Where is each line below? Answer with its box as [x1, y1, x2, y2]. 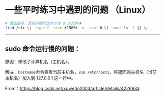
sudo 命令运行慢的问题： [5, 45, 81, 53]
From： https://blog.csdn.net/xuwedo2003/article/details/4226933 [5, 85, 140, 91]
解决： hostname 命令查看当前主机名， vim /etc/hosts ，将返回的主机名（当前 [5, 69, 157, 75]
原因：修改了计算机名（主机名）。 [5, 58, 72, 64]
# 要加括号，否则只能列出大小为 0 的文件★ [5, 20, 82, 26]
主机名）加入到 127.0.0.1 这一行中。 [5, 75, 76, 81]
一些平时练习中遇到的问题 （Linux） [5, 4, 151, 16]
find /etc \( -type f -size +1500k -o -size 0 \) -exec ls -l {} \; [5, 25, 148, 30]
